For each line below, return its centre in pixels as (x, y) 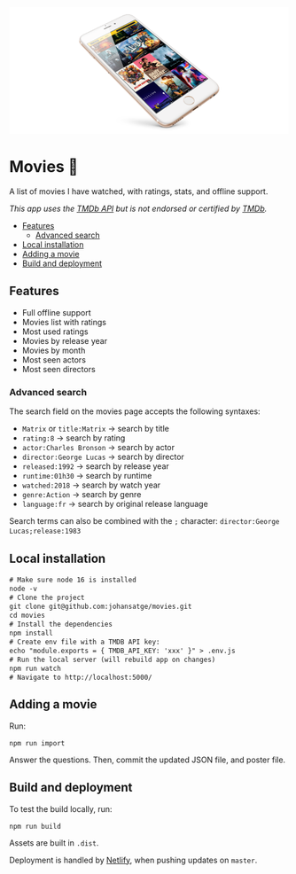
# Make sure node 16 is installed (73, 580)
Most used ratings (55, 332)
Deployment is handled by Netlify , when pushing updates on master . (133, 860)
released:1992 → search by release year (96, 466)
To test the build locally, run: (61, 808)
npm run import (37, 743)
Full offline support (56, 312)
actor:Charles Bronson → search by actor (98, 448)
